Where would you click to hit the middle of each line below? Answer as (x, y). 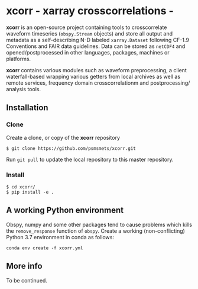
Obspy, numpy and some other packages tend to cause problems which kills (99, 224)
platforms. (19, 59)
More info (24, 266)
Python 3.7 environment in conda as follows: (60, 237)
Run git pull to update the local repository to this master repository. (90, 159)
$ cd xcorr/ (21, 187)
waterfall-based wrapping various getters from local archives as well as (93, 76)
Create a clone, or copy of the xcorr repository (63, 137)
